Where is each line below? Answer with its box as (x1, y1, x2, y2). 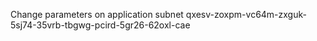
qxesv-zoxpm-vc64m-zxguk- (185, 9, 307, 20)
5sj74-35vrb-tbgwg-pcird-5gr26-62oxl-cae (10, 19, 191, 31)
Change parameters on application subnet (10, 9, 184, 20)
